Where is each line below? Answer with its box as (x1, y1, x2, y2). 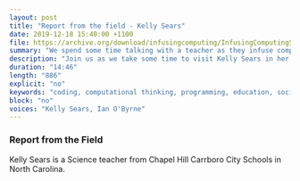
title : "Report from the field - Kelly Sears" (9, 21, 186, 30)
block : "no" (9, 95, 54, 105)
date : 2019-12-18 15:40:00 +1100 (9, 29, 134, 38)
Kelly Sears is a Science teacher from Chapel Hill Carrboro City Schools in (9, 153, 281, 165)
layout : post (9, 12, 58, 22)
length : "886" (9, 71, 62, 80)
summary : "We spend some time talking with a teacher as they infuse (9, 46, 274, 55)
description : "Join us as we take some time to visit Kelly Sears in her (9, 54, 290, 63)
